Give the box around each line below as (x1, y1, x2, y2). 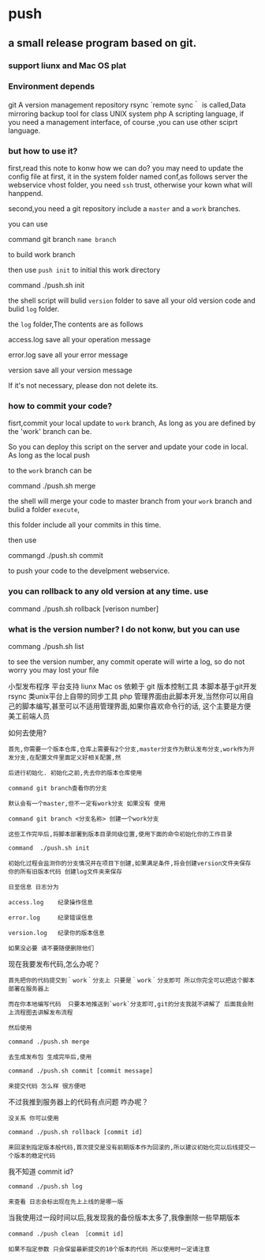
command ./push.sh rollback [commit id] (8, 1128, 144, 1136)
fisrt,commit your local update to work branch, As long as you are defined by (8, 418, 256, 428)
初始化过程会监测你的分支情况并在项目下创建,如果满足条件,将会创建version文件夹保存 (8, 859, 252, 867)
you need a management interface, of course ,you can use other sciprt (8, 117, 238, 126)
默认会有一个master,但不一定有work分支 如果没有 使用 (8, 799, 166, 807)
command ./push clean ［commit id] (8, 1230, 124, 1238)
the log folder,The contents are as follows (8, 319, 144, 329)
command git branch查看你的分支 (8, 784, 108, 792)
